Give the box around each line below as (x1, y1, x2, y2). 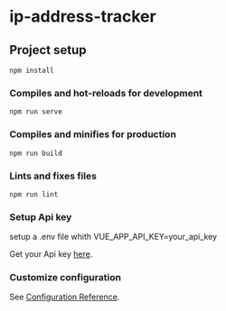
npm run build (9, 149, 63, 158)
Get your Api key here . (9, 249, 93, 260)
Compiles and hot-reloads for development (9, 87, 203, 99)
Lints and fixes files (9, 169, 98, 182)
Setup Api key (9, 210, 72, 223)
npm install (9, 66, 54, 75)
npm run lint (9, 189, 59, 199)
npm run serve (9, 107, 63, 116)
